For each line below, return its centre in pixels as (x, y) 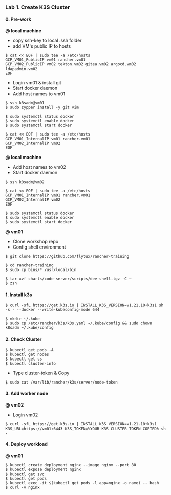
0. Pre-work (18, 19)
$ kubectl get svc (25, 474)
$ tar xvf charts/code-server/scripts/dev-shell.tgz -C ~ (68, 279)
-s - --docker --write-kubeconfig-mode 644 (52, 310)
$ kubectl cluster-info (31, 363)
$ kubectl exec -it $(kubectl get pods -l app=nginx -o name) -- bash (82, 483)
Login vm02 (25, 415)
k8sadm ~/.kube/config (29, 328)
